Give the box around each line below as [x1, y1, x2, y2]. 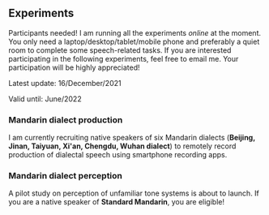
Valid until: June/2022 [8, 93, 83, 104]
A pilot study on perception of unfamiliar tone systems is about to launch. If [8, 188, 259, 198]
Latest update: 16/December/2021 [8, 78, 122, 88]
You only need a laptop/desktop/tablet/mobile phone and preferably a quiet [8, 37, 260, 46]
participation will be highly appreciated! [8, 62, 140, 72]
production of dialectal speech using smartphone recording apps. [8, 150, 228, 160]
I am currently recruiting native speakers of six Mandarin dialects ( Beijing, [8, 133, 255, 143]
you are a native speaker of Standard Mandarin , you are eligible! [8, 197, 225, 207]
